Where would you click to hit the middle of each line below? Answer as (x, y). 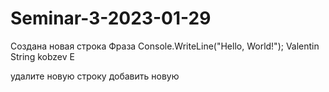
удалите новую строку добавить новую (95, 76)
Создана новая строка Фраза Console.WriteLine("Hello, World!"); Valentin (165, 46)
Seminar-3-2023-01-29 (111, 18)
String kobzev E (42, 56)
